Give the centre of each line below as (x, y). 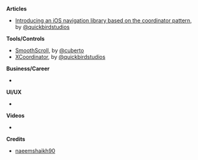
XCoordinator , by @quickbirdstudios (60, 57)
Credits (16, 139)
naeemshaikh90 (35, 151)
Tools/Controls (25, 38)
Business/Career (28, 68)
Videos (15, 115)
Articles (17, 9)
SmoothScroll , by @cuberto (49, 50)
